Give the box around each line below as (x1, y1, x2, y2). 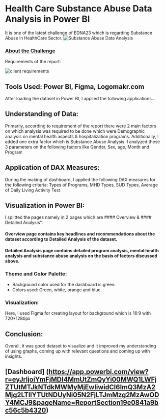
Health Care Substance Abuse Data (5, 3, 152, 14)
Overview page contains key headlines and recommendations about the (5, 231, 155, 237)
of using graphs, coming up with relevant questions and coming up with (5, 348, 150, 354)
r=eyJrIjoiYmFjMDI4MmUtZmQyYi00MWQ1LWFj (5, 376, 157, 384)
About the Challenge (5, 47, 55, 54)
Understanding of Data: (5, 110, 79, 118)
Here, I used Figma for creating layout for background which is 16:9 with (5, 310, 151, 316)
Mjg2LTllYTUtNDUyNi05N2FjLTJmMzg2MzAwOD (5, 391, 160, 399)
